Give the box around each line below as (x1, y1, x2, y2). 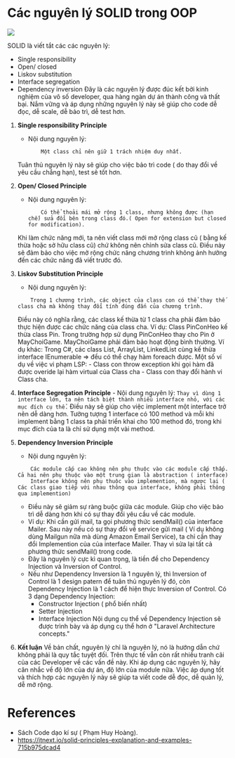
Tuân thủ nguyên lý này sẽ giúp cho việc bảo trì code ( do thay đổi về (17, 160, 218, 169)
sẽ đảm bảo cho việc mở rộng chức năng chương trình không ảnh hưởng (17, 248, 227, 257)
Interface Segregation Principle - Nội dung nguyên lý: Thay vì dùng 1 (17, 388, 221, 397)
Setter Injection (38, 607, 83, 615)
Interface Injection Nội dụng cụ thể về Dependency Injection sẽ (38, 614, 221, 623)
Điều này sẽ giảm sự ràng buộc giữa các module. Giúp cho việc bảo (27, 502, 224, 510)
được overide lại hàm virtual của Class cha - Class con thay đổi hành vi (17, 367, 222, 375)
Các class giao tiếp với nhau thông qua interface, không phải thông (17, 484, 226, 491)
